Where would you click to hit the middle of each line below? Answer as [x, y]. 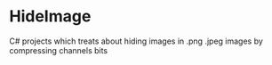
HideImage [50, 16]
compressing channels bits [59, 50]
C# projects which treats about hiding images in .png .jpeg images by [136, 41]
